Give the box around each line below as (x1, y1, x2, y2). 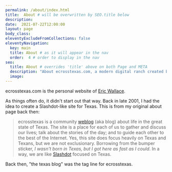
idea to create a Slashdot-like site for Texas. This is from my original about (5, 103, 162, 109)
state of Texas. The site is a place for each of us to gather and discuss (17, 124, 166, 130)
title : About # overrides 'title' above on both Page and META (10, 64, 147, 69)
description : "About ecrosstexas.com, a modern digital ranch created (10, 69, 164, 75)
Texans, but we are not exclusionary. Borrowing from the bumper (17, 140, 155, 146)
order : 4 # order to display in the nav (10, 55, 100, 60)
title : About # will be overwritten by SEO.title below (5, 12, 130, 17)
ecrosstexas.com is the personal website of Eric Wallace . (5, 88, 125, 94)
